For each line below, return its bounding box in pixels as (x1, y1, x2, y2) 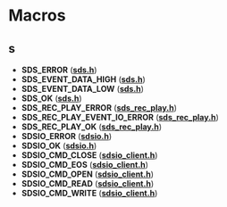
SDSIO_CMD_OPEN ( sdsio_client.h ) (21, 169, 154, 179)
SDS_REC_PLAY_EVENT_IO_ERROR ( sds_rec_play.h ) (21, 112, 220, 122)
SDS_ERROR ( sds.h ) (21, 64, 97, 75)
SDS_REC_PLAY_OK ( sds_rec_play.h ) (21, 121, 163, 132)
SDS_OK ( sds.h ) (21, 93, 82, 103)
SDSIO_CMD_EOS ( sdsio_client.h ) (21, 160, 149, 170)
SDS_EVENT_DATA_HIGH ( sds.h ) (21, 74, 147, 85)
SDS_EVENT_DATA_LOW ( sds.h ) (21, 84, 145, 94)
